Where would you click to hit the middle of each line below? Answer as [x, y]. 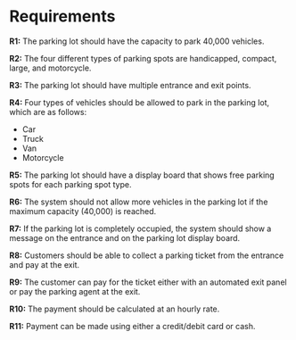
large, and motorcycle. [50, 68]
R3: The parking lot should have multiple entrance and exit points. [130, 85]
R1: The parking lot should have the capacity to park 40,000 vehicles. [137, 41]
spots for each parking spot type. [70, 184]
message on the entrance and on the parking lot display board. [125, 237]
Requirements [62, 17]
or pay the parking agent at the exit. [75, 291]
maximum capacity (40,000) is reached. [83, 211]
